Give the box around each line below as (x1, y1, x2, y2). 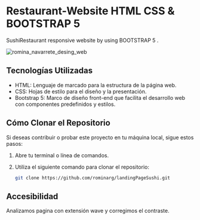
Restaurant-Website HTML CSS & (6, 4, 175, 18)
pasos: (6, 140, 23, 147)
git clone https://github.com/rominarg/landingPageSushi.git (14, 175, 171, 181)
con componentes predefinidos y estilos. (14, 100, 116, 108)
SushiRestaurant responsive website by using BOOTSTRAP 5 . (6, 36, 159, 44)
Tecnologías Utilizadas (6, 66, 93, 76)
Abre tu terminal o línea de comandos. (14, 151, 109, 159)
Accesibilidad (6, 191, 59, 201)
